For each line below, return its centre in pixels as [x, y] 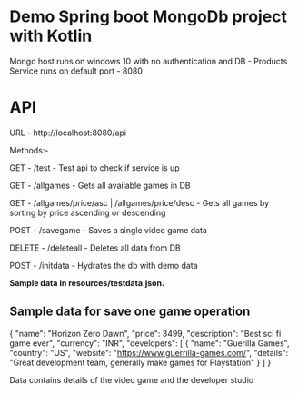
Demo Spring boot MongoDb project [149, 17]
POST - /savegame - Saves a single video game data [108, 230]
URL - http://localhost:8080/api [68, 133]
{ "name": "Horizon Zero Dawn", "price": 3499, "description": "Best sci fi [145, 333]
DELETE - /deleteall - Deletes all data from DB [95, 248]
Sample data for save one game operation [130, 312]
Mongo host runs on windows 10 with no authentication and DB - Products [149, 61]
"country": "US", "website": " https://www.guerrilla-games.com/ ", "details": [149, 352]
